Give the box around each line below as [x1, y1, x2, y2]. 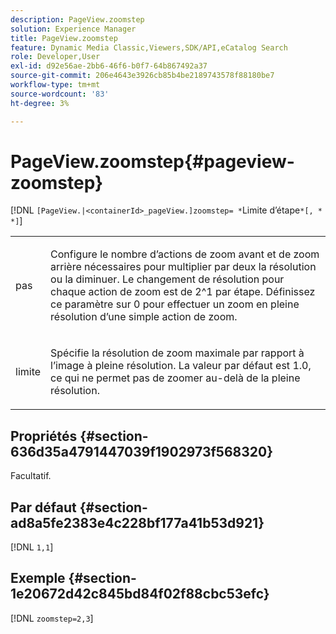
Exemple [10, 570, 66, 587]
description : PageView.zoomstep [10, 14, 145, 25]
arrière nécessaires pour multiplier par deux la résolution [50, 260, 317, 274]
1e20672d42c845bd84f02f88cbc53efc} [10, 586, 270, 603]
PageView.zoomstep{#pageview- [10, 150, 295, 173]
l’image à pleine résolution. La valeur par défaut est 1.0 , [50, 359, 312, 373]
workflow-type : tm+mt [10, 80, 101, 90]
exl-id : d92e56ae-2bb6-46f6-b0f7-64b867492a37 [10, 61, 208, 71]
